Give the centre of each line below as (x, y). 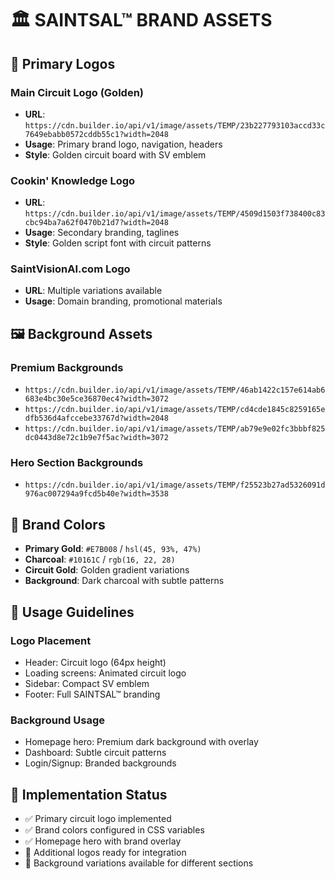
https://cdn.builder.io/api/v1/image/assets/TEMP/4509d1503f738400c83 (175, 214)
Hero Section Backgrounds (77, 463)
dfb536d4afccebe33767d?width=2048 (96, 418)
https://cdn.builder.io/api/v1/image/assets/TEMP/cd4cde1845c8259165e (175, 410)
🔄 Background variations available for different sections (139, 863)
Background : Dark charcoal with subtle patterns (124, 581)
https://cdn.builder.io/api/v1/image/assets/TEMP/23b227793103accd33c (175, 125)
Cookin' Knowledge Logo (73, 180)
